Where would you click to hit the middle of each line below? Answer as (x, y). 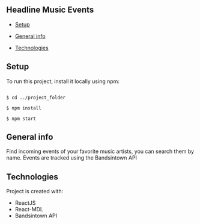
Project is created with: (35, 191)
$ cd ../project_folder (36, 98)
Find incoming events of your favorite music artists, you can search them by (100, 151)
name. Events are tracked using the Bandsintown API (71, 158)
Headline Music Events (50, 10)
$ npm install (24, 108)
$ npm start (21, 119)
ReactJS (25, 203)
